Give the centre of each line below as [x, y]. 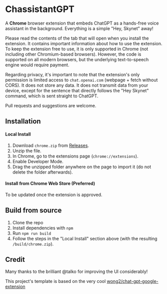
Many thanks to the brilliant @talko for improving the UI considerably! [76, 271]
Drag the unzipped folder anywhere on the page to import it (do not [82, 167]
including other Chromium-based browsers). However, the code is [73, 54]
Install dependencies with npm [43, 228]
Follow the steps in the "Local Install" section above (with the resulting [85, 238]
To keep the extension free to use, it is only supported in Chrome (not [77, 49]
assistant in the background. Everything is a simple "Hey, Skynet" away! [79, 28]
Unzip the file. [27, 151]
